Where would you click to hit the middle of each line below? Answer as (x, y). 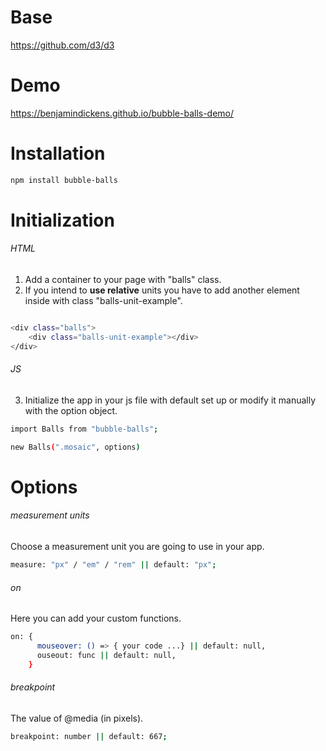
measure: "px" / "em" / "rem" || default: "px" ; (113, 565)
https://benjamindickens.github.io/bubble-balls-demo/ (122, 113)
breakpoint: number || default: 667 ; (89, 736)
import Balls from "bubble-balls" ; (84, 429)
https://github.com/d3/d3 (62, 45)
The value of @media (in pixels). (77, 718)
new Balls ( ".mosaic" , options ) (75, 447)
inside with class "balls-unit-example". (103, 301)
